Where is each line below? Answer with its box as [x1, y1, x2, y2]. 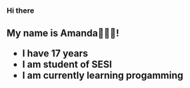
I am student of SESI [22, 58, 113, 70]
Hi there [6, 6, 34, 15]
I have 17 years [22, 48, 89, 60]
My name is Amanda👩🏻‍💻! [6, 27, 120, 39]
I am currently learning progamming [22, 70, 184, 82]
